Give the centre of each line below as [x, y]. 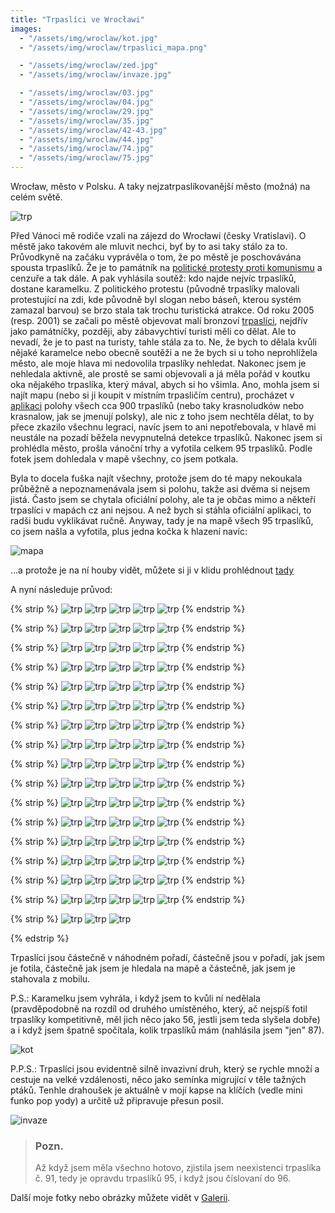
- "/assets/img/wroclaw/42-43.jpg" [93, 130]
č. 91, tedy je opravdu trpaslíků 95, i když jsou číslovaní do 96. [162, 1178]
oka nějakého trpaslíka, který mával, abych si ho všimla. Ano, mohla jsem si [165, 384]
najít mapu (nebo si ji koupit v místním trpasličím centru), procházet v [152, 395]
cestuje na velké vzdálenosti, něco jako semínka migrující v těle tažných [158, 1079]
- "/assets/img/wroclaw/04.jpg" [87, 102]
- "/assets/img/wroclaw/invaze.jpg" [95, 75]
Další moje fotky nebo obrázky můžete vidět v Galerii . [120, 1198]
